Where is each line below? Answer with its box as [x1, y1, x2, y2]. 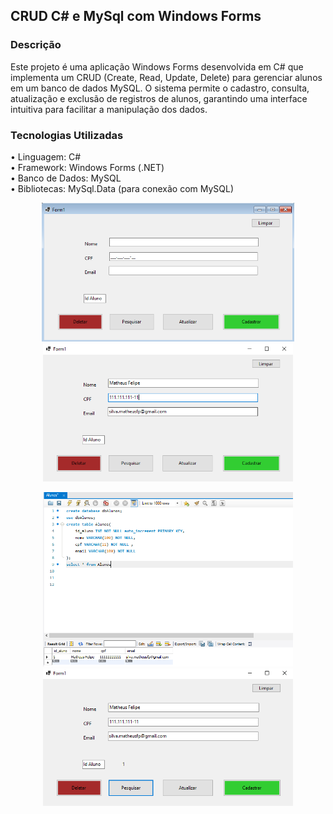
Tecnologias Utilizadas [10, 128, 124, 142]
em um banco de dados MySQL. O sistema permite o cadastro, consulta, [10, 82, 310, 94]
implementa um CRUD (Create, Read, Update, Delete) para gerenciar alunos [10, 71, 323, 83]
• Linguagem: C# [10, 150, 82, 163]
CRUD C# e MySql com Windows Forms [10, 8, 262, 25]
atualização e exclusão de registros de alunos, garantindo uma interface [10, 92, 308, 104]
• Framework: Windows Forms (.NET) [10, 161, 165, 173]
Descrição [10, 38, 62, 52]
